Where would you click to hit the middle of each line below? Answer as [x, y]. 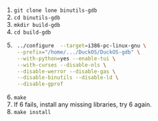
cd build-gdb [32, 32]
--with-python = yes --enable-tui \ [66, 58]
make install [32, 113]
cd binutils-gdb [37, 18]
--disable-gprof [40, 84]
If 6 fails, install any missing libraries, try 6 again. [83, 104]
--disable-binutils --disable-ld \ [68, 78]
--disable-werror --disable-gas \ [66, 71]
